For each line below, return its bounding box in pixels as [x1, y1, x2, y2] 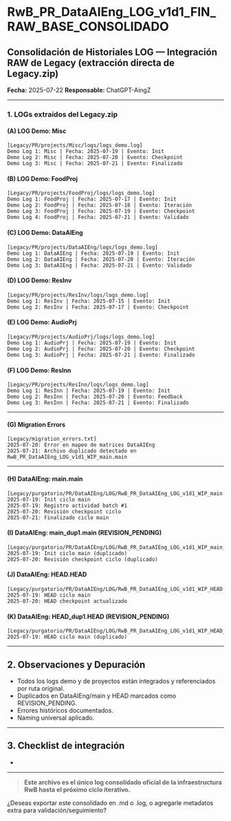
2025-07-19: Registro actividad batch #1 [7, 502, 128, 509]
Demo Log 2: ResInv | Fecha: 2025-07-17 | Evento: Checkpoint [7, 304, 189, 311]
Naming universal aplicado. [16, 714, 95, 722]
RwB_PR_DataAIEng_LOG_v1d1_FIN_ [7, 4, 217, 20]
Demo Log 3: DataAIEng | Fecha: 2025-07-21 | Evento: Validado [7, 262, 192, 269]
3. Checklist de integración [7, 740, 125, 751]
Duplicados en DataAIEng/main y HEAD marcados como [16, 692, 177, 700]
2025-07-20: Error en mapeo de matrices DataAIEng [7, 441, 155, 448]
